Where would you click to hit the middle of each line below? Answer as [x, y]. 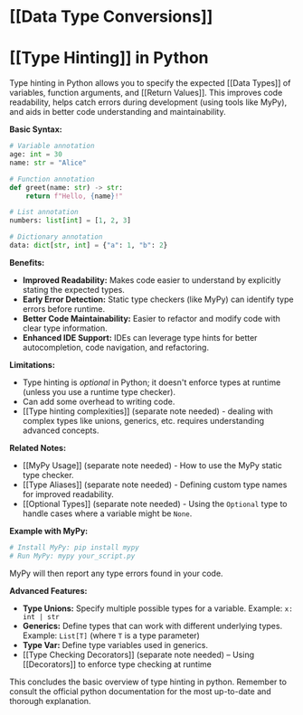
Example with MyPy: [49, 531]
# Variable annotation [52, 146]
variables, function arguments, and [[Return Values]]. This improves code [146, 93]
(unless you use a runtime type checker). [99, 391]
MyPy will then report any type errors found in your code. [116, 573]
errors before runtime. [64, 308]
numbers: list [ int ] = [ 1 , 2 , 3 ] [70, 221]
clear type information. [65, 328]
